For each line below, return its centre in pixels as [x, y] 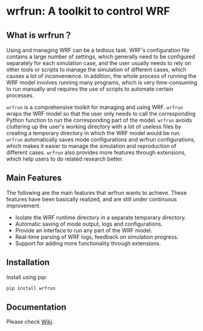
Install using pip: [27, 277]
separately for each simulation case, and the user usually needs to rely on [99, 63]
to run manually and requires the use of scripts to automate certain [90, 89]
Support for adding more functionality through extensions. [88, 243]
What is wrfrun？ [40, 35]
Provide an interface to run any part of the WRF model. [84, 230]
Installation [28, 263]
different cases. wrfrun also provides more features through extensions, [96, 152]
